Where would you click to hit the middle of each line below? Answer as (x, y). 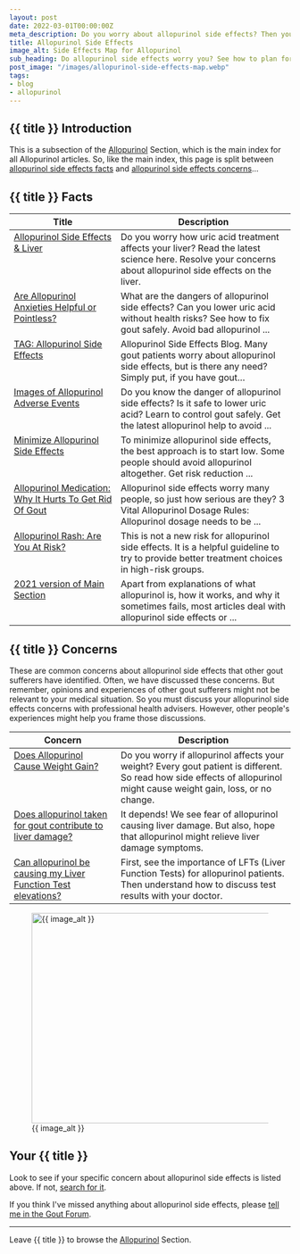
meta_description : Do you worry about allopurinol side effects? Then (143, 34)
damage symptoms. (162, 847)
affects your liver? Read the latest (190, 248)
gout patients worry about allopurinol (198, 355)
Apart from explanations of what (188, 584)
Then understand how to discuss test (198, 884)
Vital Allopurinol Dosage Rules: (185, 511)
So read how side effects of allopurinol (201, 777)
